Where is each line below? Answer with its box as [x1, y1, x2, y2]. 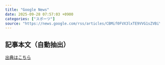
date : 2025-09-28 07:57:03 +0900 [5, 12, 74, 17]
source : [5, 21, 21, 26]
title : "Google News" [5, 7, 50, 12]
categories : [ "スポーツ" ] [5, 16, 55, 21]
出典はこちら [5, 55, 31, 61]
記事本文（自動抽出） [5, 40, 70, 49]
